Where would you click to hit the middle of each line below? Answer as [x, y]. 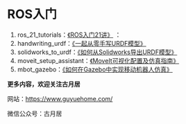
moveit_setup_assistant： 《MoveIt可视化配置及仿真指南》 [98, 60]
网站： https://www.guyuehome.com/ [60, 98]
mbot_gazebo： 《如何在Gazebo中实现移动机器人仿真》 [95, 69]
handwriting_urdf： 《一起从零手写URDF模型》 [82, 43]
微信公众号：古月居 [35, 113]
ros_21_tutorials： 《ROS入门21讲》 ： [69, 35]
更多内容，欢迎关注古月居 [44, 84]
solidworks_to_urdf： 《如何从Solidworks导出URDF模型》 [97, 52]
